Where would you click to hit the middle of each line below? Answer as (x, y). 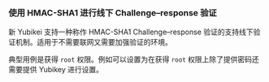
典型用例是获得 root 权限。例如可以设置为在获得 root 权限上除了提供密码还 (134, 59)
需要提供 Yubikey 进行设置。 (56, 70)
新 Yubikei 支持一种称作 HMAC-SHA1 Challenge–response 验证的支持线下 (131, 32)
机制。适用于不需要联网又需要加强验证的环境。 (93, 42)
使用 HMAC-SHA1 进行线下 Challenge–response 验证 (113, 12)
